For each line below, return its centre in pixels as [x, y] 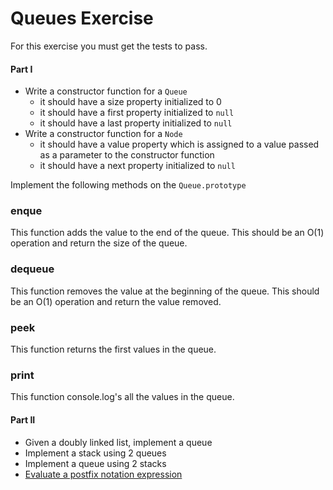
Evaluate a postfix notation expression [103, 474]
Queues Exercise [82, 18]
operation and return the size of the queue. [99, 243]
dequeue [32, 269]
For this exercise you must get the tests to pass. [109, 46]
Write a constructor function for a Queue [106, 91]
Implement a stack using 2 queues [95, 453]
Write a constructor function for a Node [103, 134]
